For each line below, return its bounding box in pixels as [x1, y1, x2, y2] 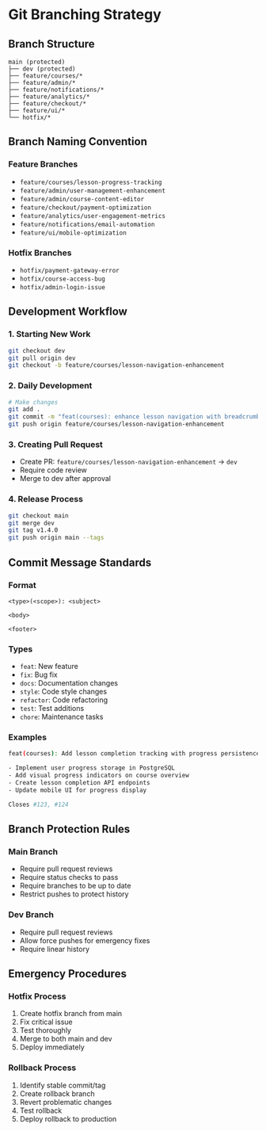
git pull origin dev [8, 354, 77, 362]
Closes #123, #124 [8, 800, 69, 808]
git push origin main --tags [8, 533, 104, 542]
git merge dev [8, 519, 55, 527]
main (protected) [8, 58, 66, 66]
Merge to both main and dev [19, 1034, 112, 1044]
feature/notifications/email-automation [19, 220, 155, 228]
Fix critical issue [19, 1017, 73, 1027]
